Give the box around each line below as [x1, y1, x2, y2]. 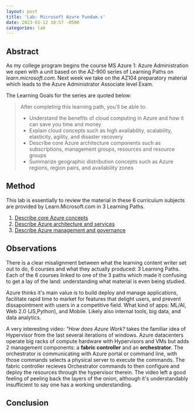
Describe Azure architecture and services [14, 220, 115, 227]
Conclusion [6, 398, 49, 408]
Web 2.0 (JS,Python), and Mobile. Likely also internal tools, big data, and [6, 307, 181, 314]
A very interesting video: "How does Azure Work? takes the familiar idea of [6, 325, 186, 332]
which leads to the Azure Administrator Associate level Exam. [6, 81, 154, 88]
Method [6, 181, 36, 191]
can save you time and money [29, 121, 102, 128]
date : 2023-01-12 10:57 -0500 [6, 19, 80, 25]
